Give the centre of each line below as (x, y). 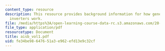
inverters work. (26, 18)
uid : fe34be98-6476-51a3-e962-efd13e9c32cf (50, 41)
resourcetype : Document (29, 32)
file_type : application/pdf (34, 28)
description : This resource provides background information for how (78, 14)
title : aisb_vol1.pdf (27, 37)
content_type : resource (29, 9)
